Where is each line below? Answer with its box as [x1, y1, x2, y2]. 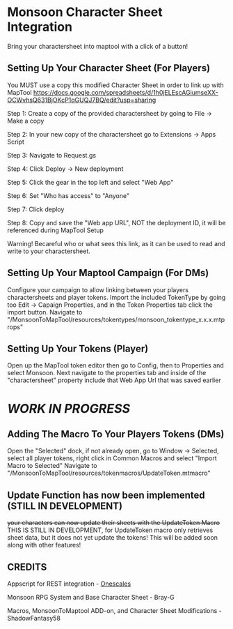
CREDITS [7, 561, 47, 573]
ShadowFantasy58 [7, 614, 61, 622]
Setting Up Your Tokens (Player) [7, 342, 149, 354]
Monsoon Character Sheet [7, 4, 163, 20]
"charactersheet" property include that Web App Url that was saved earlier [7, 376, 221, 384]
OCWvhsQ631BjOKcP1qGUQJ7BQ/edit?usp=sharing [7, 96, 156, 104]
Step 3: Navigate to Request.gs [7, 151, 96, 159]
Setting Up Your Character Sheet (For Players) [7, 62, 211, 74]
